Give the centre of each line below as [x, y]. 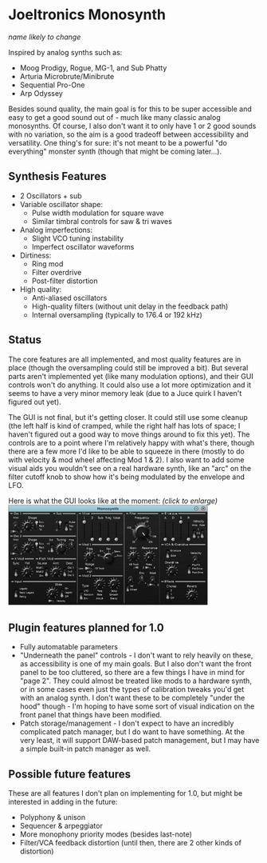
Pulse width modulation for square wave [98, 213]
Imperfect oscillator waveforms [83, 246]
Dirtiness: [35, 255]
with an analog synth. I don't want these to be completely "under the [132, 698]
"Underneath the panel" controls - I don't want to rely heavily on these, [136, 655]
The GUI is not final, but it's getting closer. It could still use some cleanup [128, 417]
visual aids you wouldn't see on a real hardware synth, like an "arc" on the [130, 468]
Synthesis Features [57, 176]
